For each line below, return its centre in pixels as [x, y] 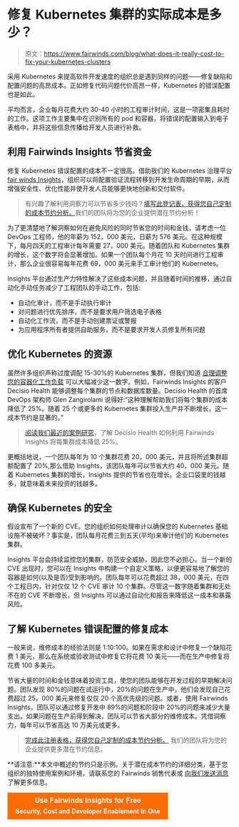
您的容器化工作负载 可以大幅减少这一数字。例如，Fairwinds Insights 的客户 [117, 381]
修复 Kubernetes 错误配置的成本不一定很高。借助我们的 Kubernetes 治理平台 [120, 170]
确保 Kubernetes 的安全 [60, 508]
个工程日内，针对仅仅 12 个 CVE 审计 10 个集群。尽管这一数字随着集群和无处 [119, 586]
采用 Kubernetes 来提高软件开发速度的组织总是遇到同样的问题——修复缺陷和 [120, 76]
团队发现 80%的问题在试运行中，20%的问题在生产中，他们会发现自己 [122, 689]
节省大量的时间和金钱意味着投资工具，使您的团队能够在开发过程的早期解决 [117, 681]
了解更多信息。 [29, 782]
